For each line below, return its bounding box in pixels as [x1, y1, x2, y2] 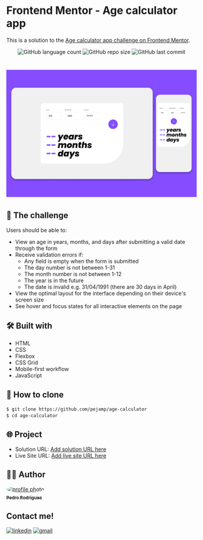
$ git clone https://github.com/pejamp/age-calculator [6, 406, 147, 412]
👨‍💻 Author [6, 470, 46, 480]
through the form [14, 245, 58, 252]
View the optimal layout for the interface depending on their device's [14, 289, 186, 297]
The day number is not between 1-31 [24, 264, 115, 271]
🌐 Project [6, 429, 42, 440]
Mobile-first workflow [14, 366, 69, 373]
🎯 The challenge [6, 210, 68, 221]
